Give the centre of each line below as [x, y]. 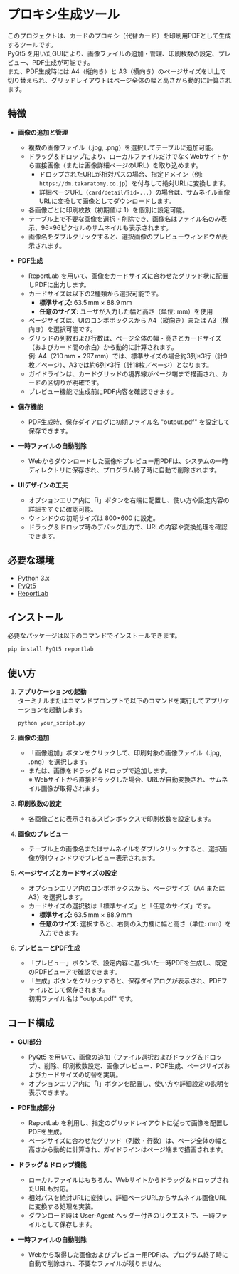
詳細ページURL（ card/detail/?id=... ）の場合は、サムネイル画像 [134, 192]
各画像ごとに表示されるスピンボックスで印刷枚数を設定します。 [121, 818]
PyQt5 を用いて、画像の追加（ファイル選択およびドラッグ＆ [116, 1057]
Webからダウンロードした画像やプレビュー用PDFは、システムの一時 [128, 461]
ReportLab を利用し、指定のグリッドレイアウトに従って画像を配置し [128, 1122]
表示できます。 [50, 1092]
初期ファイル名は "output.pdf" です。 [83, 998]
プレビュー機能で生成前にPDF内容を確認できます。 [103, 391]
